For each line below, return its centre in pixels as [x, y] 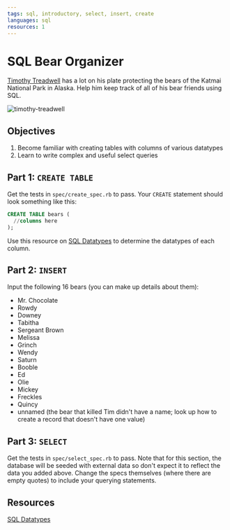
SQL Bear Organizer [66, 61]
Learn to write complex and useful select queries [87, 155]
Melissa [29, 338]
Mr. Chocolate [37, 301]
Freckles [30, 397]
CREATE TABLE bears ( [39, 214]
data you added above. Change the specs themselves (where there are [109, 473]
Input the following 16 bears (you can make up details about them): [103, 287]
